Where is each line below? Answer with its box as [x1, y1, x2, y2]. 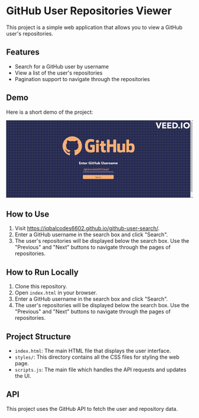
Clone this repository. [14, 283, 68, 290]
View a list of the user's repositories [14, 69, 102, 76]
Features [6, 47, 40, 57]
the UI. [14, 372, 31, 380]
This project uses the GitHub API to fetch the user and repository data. [6, 405, 178, 412]
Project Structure [6, 332, 71, 342]
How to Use [6, 209, 50, 219]
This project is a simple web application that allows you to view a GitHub [6, 24, 182, 31]
